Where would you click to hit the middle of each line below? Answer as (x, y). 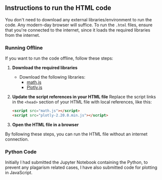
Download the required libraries (45, 68)
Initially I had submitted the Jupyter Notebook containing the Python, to (77, 163)
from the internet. (23, 35)
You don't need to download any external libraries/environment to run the (79, 19)
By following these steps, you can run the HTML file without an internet (76, 134)
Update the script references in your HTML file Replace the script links (84, 97)
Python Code (21, 151)
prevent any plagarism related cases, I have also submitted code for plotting (81, 167)
